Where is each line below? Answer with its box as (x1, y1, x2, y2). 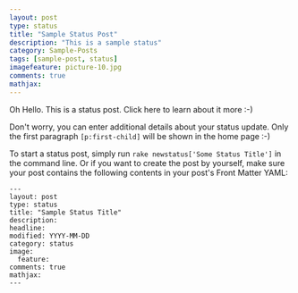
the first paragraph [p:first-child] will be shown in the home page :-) (9, 130, 271, 141)
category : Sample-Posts (9, 46, 98, 55)
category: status (9, 239, 74, 248)
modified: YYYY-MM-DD (9, 231, 90, 240)
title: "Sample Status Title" (9, 207, 123, 217)
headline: (9, 223, 47, 232)
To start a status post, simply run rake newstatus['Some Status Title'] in (9, 148, 282, 159)
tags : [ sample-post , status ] (9, 54, 118, 63)
